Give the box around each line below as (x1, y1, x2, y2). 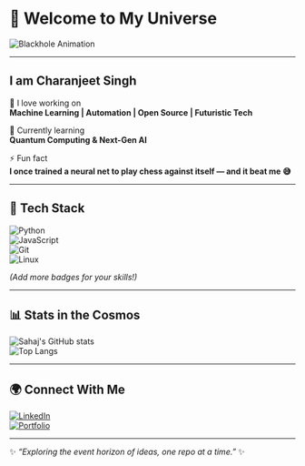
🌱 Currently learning (9, 125, 84, 136)
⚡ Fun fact (9, 152, 48, 163)
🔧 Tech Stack (9, 200, 85, 217)
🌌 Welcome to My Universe (9, 8, 218, 29)
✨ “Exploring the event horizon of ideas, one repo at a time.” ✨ (9, 446, 245, 458)
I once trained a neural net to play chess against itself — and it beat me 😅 (9, 166, 292, 177)
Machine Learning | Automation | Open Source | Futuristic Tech (9, 106, 253, 117)
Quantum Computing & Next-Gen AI (9, 134, 147, 145)
